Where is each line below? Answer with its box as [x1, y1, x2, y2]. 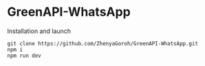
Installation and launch [7, 27, 71, 35]
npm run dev [7, 52, 41, 59]
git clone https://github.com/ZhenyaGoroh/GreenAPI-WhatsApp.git [7, 40, 198, 47]
